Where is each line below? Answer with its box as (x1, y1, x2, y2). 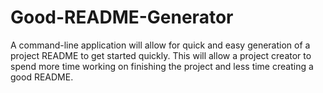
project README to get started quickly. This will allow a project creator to (10, 49, 312, 61)
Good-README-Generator (10, 6, 234, 29)
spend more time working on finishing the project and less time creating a (10, 60, 314, 72)
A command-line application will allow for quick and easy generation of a (10, 39, 311, 51)
